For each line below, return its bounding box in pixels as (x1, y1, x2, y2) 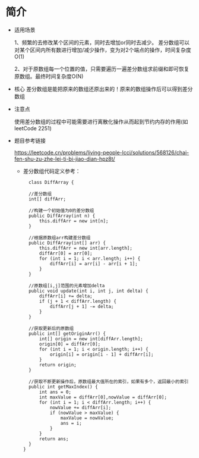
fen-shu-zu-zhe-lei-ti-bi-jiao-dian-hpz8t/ (14, 155, 115, 162)
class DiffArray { (28, 179, 74, 185)
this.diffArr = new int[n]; (39, 218, 109, 224)
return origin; (39, 362, 77, 368)
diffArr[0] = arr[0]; (39, 250, 93, 256)
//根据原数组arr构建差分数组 (28, 234, 91, 241)
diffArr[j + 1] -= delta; (49, 303, 114, 309)
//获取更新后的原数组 (28, 325, 74, 331)
